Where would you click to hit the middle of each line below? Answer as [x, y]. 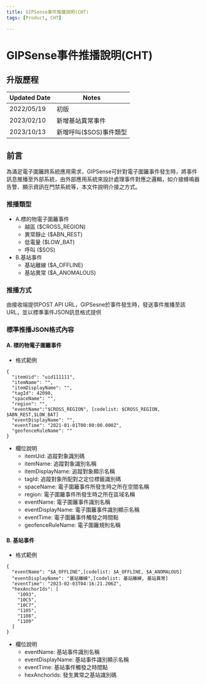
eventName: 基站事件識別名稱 [62, 652]
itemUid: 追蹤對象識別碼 [55, 456]
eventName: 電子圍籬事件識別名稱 [67, 502]
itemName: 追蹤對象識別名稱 [60, 464]
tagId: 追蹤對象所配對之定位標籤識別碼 [73, 479]
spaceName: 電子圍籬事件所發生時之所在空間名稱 [87, 487]
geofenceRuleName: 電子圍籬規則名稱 [72, 525]
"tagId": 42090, [32, 393]
